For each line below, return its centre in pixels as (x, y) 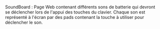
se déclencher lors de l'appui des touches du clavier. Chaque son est (75, 12)
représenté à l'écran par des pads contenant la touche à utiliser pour (75, 17)
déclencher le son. (24, 22)
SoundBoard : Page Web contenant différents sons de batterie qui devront (80, 7)
